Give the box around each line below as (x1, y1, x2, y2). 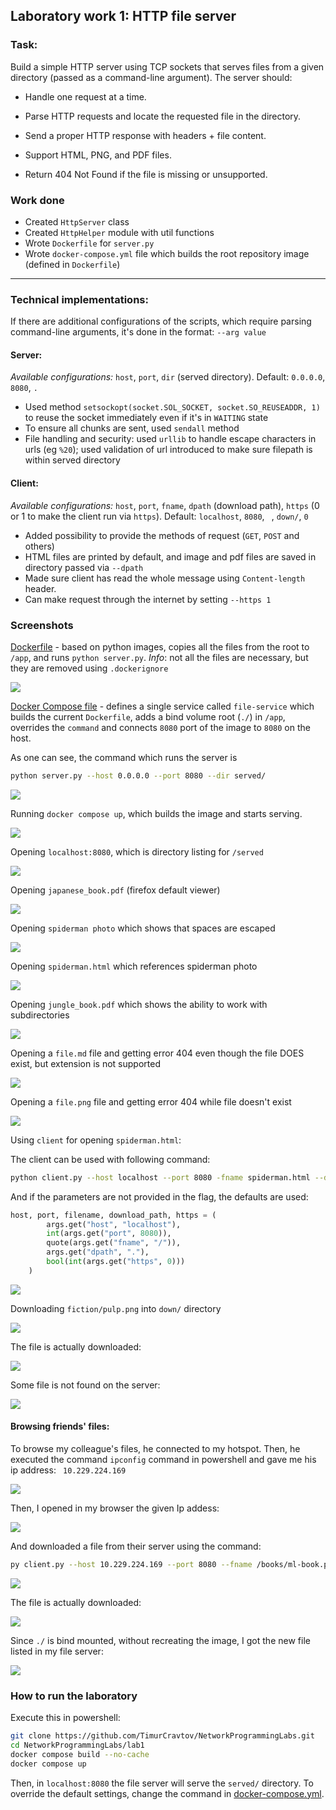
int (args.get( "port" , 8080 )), (46, 1229, 172, 1239)
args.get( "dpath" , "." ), (46, 1247, 150, 1258)
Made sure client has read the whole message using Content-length (24, 572, 306, 584)
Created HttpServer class (24, 215, 130, 228)
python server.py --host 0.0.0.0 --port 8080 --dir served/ (10, 770, 267, 781)
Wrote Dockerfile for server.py (24, 237, 155, 249)
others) (24, 540, 55, 552)
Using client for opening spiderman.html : (10, 1134, 182, 1146)
